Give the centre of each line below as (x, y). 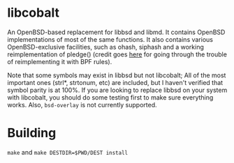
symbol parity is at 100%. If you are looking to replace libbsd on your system (117, 90)
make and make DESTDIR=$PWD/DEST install (67, 152)
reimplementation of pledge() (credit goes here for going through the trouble (117, 54)
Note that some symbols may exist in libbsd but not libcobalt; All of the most (117, 75)
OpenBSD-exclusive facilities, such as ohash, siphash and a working (106, 47)
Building (32, 133)
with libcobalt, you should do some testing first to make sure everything (110, 97)
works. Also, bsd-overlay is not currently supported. (82, 104)
